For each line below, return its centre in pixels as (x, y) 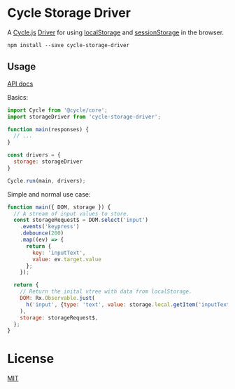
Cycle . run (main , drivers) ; (47, 180)
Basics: (18, 97)
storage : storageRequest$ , (59, 317)
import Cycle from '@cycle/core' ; (58, 110)
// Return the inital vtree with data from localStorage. (106, 292)
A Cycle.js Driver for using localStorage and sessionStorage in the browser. (116, 32)
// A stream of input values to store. (72, 213)
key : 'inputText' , (59, 253)
